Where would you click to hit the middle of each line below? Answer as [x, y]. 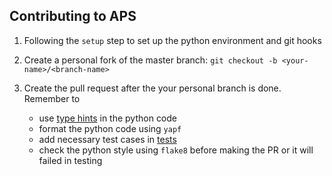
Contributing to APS [73, 16]
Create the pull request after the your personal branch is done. [152, 88]
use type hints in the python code [108, 118]
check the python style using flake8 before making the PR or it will [176, 150]
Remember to [52, 98]
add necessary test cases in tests [107, 139]
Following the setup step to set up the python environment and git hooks [172, 40]
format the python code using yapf [110, 128]
